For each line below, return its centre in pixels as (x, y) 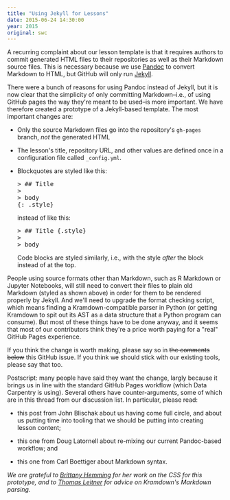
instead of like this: (44, 218)
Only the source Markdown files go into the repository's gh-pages (109, 130)
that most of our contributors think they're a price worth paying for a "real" (113, 330)
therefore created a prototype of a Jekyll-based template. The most (103, 109)
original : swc (27, 33)
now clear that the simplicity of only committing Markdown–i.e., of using (109, 95)
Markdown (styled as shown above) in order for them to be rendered (104, 293)
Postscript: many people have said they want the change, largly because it (112, 378)
